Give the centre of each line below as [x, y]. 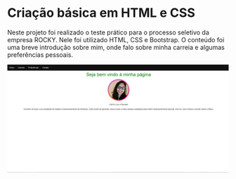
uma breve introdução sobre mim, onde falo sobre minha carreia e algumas [116, 47]
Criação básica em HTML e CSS [101, 13]
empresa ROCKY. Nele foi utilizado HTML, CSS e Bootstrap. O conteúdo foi [116, 39]
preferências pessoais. [40, 55]
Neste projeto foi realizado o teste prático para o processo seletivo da [108, 32]
